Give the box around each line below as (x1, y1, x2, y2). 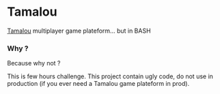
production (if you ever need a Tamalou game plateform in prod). (7, 80, 190, 88)
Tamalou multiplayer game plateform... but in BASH (7, 27, 152, 35)
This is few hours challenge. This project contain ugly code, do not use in (7, 72, 214, 80)
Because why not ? (7, 59, 61, 67)
